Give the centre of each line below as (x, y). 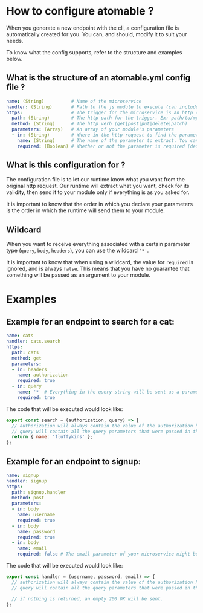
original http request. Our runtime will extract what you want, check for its (98, 186)
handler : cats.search (34, 342)
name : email (32, 548)
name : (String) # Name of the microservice (74, 101)
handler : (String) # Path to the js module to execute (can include (102, 107)
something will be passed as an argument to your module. (79, 275)
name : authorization (43, 375)
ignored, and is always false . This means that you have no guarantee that (98, 269)
